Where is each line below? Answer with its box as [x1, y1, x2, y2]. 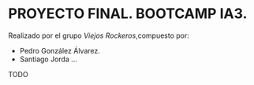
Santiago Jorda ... [19, 54, 77, 64]
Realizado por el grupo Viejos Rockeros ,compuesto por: [8, 31, 189, 40]
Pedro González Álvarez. [19, 46, 101, 55]
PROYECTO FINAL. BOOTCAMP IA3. [8, 5, 248, 23]
